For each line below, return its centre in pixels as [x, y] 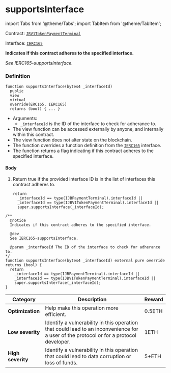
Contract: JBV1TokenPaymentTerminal [43, 33]
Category [24, 300]
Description [92, 300]
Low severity [24, 332]
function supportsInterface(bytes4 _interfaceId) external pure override [85, 261]
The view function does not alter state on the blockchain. [72, 140]
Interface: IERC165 [24, 43]
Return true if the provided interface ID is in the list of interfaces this [84, 179]
